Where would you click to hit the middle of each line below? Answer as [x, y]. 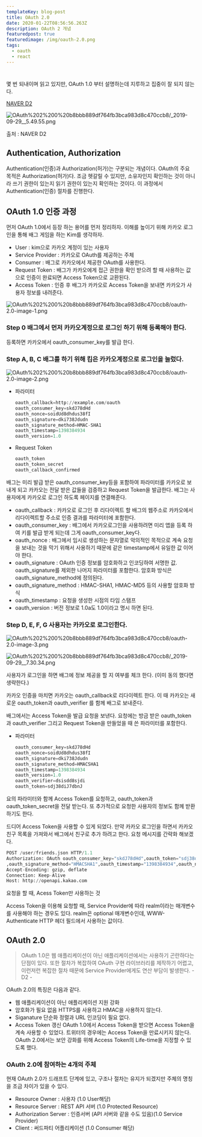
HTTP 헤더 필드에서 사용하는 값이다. [81, 921]
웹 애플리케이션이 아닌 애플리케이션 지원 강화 [67, 1002]
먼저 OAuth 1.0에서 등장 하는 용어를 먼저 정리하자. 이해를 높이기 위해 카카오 [94, 227]
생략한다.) [18, 682]
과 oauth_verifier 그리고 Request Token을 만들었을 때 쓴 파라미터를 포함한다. [97, 723]
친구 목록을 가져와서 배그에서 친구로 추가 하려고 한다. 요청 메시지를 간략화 [92, 834]
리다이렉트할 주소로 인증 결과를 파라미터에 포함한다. [75, 517]
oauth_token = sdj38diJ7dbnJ [49, 786]
